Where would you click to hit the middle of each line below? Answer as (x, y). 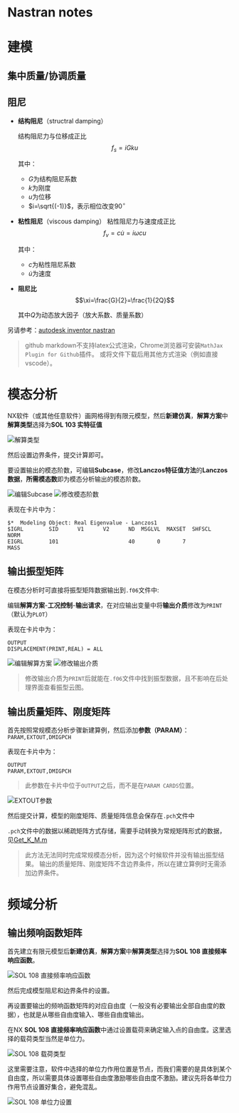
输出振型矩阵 (36, 571)
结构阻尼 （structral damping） (62, 121)
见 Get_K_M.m (27, 840)
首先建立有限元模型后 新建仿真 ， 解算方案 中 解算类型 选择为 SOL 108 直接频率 (117, 951)
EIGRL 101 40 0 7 (97, 542)
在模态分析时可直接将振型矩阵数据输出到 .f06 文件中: (83, 590)
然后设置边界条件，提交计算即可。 (57, 454)
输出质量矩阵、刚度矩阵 (59, 712)
